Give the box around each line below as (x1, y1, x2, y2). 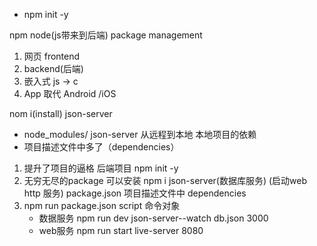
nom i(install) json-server (9, 108, 113, 119)
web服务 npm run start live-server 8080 (38, 225, 204, 236)
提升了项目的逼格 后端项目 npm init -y (23, 162, 179, 174)
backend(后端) (23, 63, 84, 74)
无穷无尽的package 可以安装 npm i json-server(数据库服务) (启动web (23, 175, 308, 186)
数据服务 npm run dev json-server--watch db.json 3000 (38, 212, 269, 224)
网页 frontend (23, 50, 81, 62)
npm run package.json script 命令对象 (23, 200, 181, 211)
